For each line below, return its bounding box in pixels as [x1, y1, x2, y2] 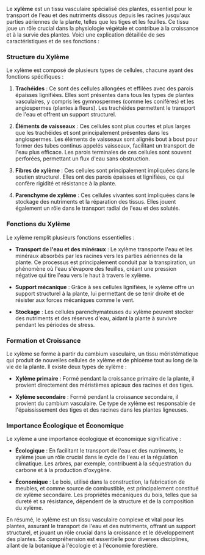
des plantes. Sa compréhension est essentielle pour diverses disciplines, [6, 535, 189, 543]
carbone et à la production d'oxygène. [15, 467, 112, 474]
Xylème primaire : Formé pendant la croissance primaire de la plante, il [15, 374, 195, 382]
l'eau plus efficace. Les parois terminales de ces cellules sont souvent [15, 149, 192, 156]
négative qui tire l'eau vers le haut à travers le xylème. [15, 271, 151, 279]
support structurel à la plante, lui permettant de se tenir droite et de [15, 290, 185, 297]
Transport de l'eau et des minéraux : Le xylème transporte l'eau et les [15, 245, 193, 252]
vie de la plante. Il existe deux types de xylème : [6, 363, 127, 370]
